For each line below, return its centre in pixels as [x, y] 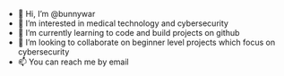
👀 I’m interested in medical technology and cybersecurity [123, 23]
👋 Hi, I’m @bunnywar [56, 14]
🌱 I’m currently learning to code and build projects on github [129, 33]
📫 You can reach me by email [73, 62]
